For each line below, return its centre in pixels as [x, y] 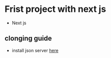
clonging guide [28, 38]
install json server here [35, 50]
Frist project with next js [55, 9]
